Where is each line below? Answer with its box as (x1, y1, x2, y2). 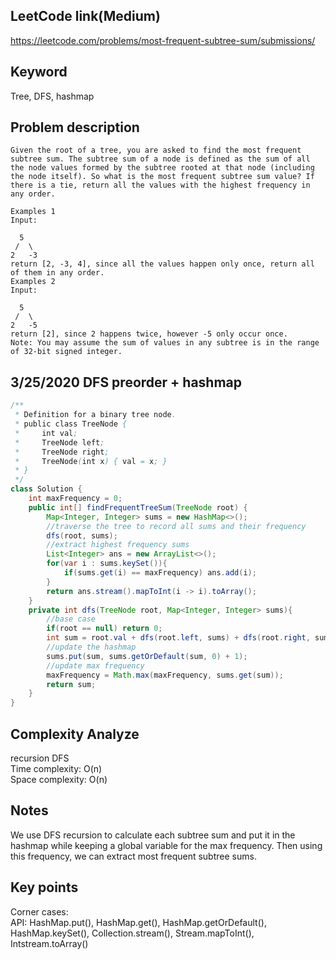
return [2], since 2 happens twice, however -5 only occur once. (10, 329, 288, 339)
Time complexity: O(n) (10, 762, 103, 774)
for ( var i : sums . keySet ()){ (46, 559, 168, 569)
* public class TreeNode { (14, 419, 128, 429)
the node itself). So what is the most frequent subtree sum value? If (10, 172, 315, 182)
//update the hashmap (46, 642, 137, 652)
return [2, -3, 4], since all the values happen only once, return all (10, 259, 315, 269)
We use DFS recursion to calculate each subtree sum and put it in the (10, 829, 296, 841)
